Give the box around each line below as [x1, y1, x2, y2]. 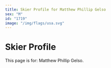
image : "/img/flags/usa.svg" [5, 20, 65, 26]
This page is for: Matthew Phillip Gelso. [5, 58, 84, 64]
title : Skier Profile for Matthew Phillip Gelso [5, 7, 106, 12]
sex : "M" [5, 12, 23, 17]
